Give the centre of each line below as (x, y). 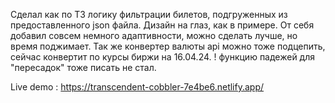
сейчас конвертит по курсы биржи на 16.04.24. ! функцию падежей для (163, 57)
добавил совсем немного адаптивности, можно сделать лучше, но (154, 35)
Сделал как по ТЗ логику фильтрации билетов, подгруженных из (149, 14)
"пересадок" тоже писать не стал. (83, 67)
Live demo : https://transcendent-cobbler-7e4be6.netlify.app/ (137, 87)
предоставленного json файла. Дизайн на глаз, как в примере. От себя (162, 25)
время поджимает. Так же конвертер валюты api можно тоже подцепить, (168, 46)
